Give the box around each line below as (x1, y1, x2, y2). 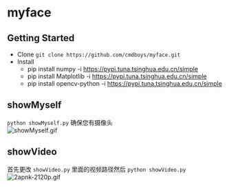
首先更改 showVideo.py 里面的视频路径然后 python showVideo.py (7, 165, 186, 173)
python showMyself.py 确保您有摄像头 (7, 118, 113, 126)
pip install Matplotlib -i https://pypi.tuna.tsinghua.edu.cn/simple (27, 72, 208, 80)
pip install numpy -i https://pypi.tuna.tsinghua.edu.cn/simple (27, 65, 198, 73)
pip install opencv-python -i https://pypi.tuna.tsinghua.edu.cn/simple (27, 80, 222, 87)
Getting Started (7, 32, 75, 44)
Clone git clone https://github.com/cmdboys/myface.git (17, 50, 181, 58)
